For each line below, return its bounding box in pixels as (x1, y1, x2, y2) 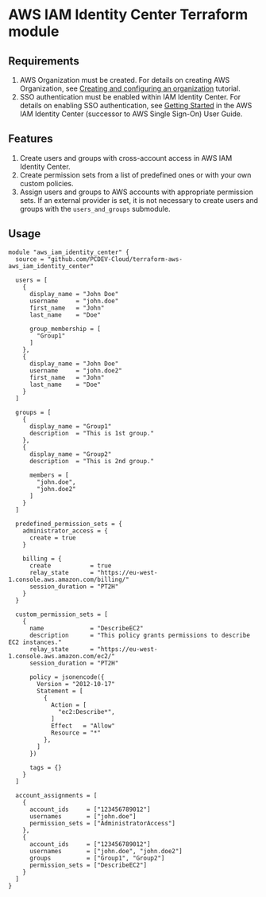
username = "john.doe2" (29, 366, 123, 375)
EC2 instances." (8, 638, 62, 646)
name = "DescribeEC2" (29, 624, 145, 632)
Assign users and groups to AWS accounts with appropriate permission (19, 187, 254, 197)
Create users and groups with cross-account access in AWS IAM (19, 153, 233, 162)
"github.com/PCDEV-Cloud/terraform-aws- (47, 255, 183, 263)
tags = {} (29, 763, 62, 771)
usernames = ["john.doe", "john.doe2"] (29, 847, 183, 855)
